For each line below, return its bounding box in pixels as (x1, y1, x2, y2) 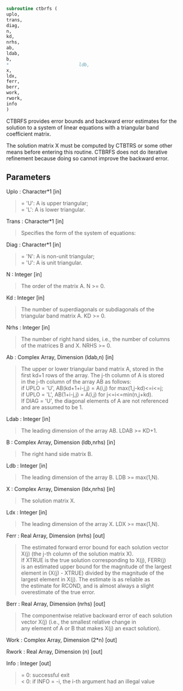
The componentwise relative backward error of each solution (20, 612, 173, 619)
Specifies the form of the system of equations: (20, 230, 136, 237)
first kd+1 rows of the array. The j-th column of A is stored (20, 372, 164, 379)
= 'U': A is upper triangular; (20, 199, 89, 207)
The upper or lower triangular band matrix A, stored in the (20, 365, 164, 373)
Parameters (6, 172, 51, 183)
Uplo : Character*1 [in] (6, 188, 62, 195)
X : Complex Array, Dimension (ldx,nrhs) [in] (6, 486, 115, 493)
